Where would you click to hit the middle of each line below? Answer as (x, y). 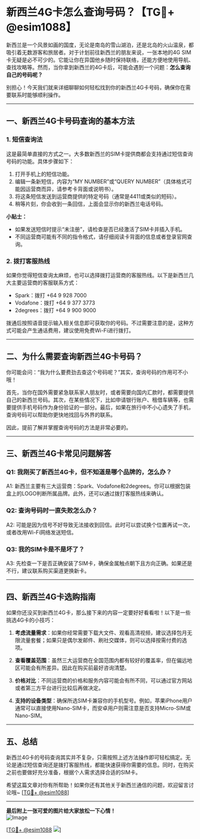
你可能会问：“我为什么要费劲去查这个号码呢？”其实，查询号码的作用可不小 (97, 372)
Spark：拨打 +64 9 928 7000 (51, 295)
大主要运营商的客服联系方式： (43, 282)
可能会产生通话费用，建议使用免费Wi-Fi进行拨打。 (73, 330)
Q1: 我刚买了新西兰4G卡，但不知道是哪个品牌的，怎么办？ (89, 472)
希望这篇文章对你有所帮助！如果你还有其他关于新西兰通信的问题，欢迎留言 (97, 785)
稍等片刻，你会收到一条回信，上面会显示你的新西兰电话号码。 (90, 204)
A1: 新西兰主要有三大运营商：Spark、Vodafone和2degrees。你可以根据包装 (99, 486)
